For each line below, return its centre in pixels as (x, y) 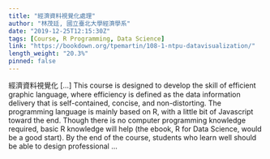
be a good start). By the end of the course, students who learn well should (133, 137)
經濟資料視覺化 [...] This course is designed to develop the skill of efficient (133, 85)
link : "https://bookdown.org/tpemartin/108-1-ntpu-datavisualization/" (132, 46)
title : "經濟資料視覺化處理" (52, 16)
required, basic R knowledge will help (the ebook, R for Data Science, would (135, 129)
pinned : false (32, 62)
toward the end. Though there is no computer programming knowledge (127, 120)
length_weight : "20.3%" (49, 54)
